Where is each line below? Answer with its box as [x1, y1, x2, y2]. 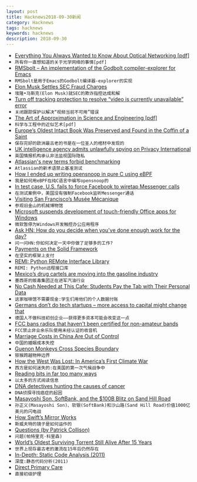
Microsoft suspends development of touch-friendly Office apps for [14, 208, 176, 215]
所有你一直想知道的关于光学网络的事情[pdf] [14, 59, 107, 65]
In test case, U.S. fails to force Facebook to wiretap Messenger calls [14, 183, 180, 190]
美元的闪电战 [14, 409, 42, 414]
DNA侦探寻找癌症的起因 [14, 390, 63, 396]
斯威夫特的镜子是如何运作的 [14, 421, 72, 427]
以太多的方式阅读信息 [14, 377, 59, 383]
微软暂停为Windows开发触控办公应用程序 [14, 221, 99, 227]
